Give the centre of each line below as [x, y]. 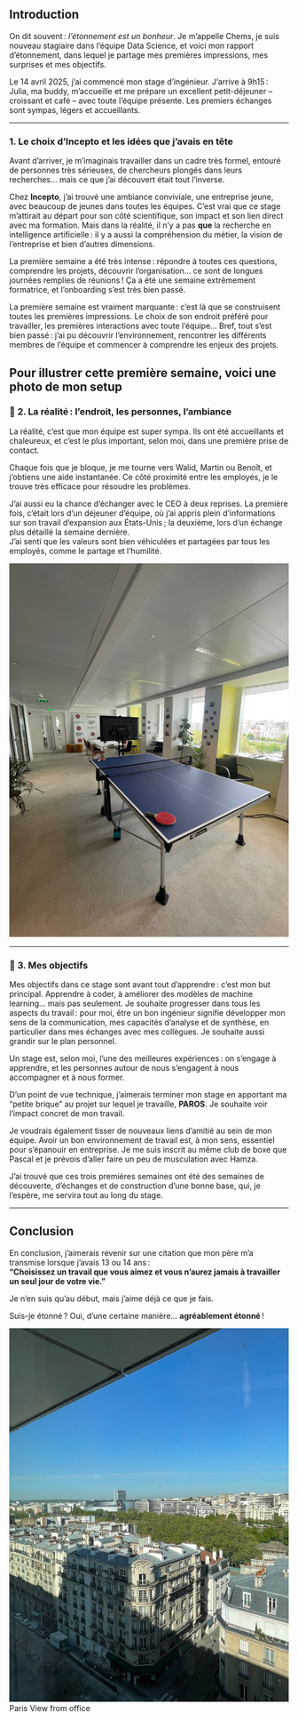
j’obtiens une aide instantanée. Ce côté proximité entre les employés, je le [144, 477]
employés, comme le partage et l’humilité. [86, 551]
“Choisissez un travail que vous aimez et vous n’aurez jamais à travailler [145, 1272]
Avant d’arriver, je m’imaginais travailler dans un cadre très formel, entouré [145, 161]
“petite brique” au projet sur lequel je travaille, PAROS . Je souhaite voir [138, 1104]
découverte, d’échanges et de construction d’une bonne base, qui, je [135, 1186]
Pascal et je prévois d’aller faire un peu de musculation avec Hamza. [134, 1159]
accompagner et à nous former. [67, 1078]
